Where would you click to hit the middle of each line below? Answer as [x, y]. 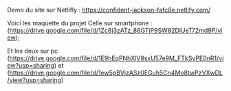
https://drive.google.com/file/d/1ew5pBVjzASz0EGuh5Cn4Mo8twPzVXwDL [116, 73]
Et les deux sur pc [33, 51]
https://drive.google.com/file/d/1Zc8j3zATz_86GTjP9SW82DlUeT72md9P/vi [116, 30]
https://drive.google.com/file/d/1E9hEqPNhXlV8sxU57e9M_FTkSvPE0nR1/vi [117, 58]
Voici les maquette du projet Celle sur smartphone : [80, 23]
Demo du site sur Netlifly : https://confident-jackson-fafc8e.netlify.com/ [109, 10]
